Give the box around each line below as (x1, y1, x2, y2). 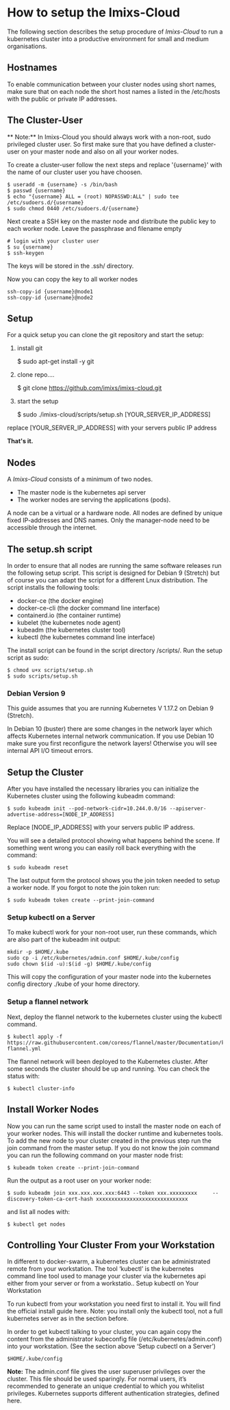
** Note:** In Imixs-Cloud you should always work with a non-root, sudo (7, 132, 211, 141)
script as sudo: (7, 654, 49, 662)
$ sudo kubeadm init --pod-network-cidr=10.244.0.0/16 (7, 805, 167, 813)
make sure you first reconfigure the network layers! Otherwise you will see (7, 739, 218, 747)
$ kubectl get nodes (7, 1221, 66, 1228)
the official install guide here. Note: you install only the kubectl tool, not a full (7, 1307, 223, 1315)
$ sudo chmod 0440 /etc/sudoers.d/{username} (7, 205, 139, 212)
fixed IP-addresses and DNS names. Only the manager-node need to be (7, 516, 210, 525)
